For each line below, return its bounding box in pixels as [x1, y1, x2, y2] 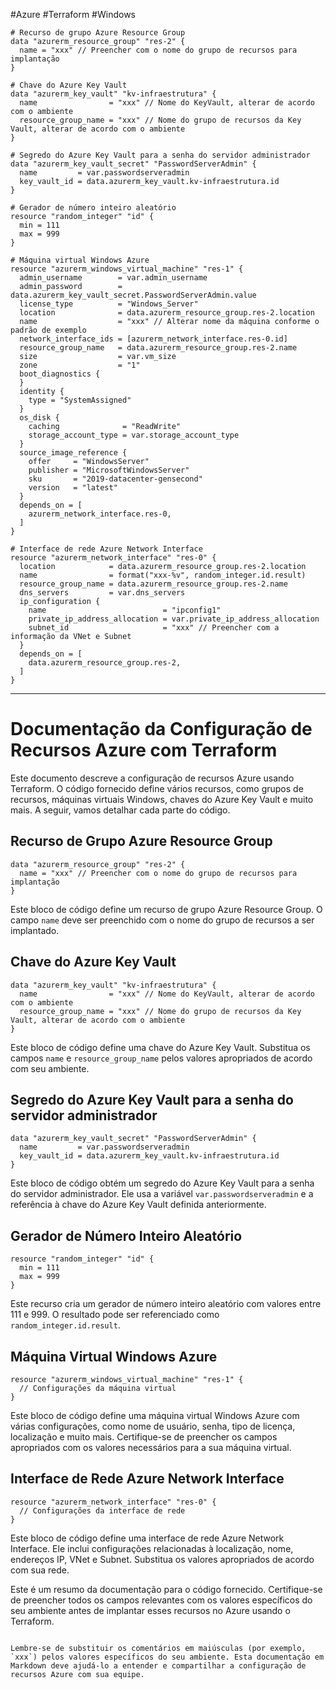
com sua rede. [10, 1564, 70, 1576]
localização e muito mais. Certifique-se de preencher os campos [10, 1431, 278, 1443]
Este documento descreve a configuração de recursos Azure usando [10, 772, 295, 784]
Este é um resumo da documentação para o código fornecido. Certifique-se [10, 1583, 323, 1595]
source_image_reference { [19, 448, 128, 458]
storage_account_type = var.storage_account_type [28, 430, 240, 440]
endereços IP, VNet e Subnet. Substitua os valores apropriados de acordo [10, 1553, 315, 1565]
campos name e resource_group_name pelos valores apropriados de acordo [10, 1052, 313, 1064]
